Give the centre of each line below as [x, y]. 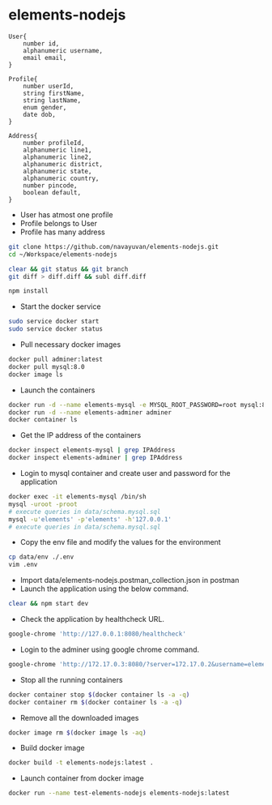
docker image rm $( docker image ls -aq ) [78, 732]
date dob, [40, 114]
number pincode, [51, 185]
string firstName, [54, 93]
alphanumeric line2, [57, 157]
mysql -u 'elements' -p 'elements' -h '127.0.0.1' [90, 519]
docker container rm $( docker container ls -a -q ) [96, 702]
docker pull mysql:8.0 [47, 366]
